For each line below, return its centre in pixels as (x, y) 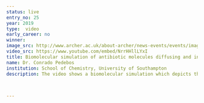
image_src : (20, 46)
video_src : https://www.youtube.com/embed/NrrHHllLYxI (77, 51)
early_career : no (28, 35)
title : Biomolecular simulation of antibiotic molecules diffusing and (99, 57)
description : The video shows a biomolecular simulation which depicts (99, 74)
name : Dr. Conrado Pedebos (40, 62)
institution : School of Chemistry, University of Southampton (87, 68)
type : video (23, 29)
